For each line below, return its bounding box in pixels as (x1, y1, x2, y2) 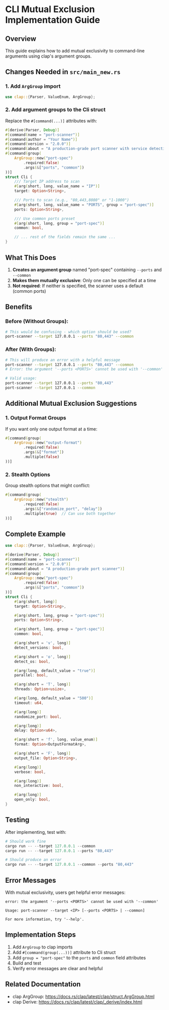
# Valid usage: (5, 376, 37, 381)
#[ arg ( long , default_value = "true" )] (14, 668, 96, 673)
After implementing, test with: (5, 829, 66, 835)
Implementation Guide (5, 14, 101, 26)
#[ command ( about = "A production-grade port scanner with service (5, 146, 147, 151)
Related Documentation (5, 980, 81, 989)
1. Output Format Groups (5, 414, 66, 421)
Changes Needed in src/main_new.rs (5, 68, 121, 76)
